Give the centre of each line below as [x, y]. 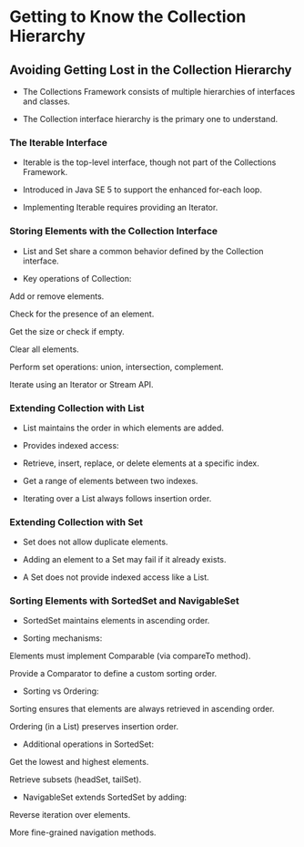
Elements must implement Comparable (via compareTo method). [130, 656]
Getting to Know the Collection [128, 17]
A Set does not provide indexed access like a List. [116, 577]
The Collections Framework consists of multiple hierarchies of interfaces [159, 92]
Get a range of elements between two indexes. [110, 480]
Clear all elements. [44, 349]
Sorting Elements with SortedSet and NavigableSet [124, 601]
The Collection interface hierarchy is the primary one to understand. [150, 119]
